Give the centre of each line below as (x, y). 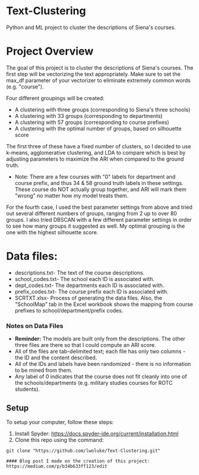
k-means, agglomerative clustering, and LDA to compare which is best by (96, 152)
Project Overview (50, 51)
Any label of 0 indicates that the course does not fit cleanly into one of (101, 377)
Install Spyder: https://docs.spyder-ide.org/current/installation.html (97, 433)
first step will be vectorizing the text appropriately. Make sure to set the (94, 74)
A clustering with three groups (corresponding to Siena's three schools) (102, 109)
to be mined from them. (43, 370)
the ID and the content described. (56, 358)
